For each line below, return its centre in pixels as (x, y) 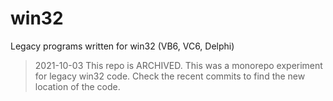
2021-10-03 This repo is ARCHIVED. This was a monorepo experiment (178, 65)
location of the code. (77, 86)
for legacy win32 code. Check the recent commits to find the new (170, 76)
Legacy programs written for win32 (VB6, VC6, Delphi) (122, 46)
